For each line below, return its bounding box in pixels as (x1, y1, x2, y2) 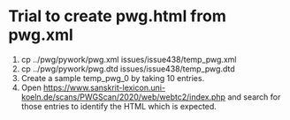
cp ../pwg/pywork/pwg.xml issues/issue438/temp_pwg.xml (20, 54, 237, 64)
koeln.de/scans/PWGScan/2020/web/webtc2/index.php (20, 91, 226, 102)
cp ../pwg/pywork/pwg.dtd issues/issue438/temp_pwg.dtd (20, 64, 235, 74)
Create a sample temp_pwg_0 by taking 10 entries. (20, 72, 205, 83)
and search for (227, 91, 281, 102)
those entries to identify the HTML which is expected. (20, 101, 217, 111)
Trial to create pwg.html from (8, 6, 226, 26)
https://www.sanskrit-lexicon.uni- (42, 82, 165, 93)
